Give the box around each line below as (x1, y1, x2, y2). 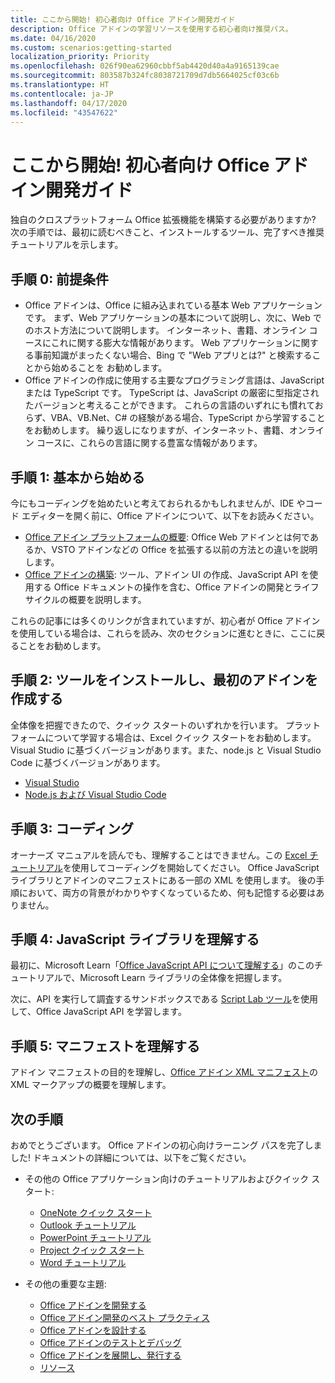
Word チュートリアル (39, 1257, 127, 1268)
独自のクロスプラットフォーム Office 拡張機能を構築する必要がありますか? (10, 214, 317, 226)
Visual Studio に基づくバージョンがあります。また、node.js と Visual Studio (10, 744, 322, 756)
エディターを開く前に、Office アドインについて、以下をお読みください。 (21, 509, 320, 521)
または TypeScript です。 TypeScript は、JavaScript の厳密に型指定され (24, 387, 320, 399)
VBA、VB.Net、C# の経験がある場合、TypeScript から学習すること (50, 412, 326, 424)
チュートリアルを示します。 (10, 239, 124, 251)
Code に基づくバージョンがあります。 (10, 756, 166, 768)
